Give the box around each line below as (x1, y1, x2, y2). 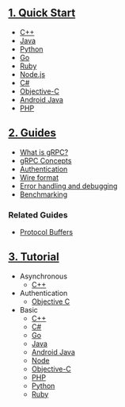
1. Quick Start (8, 6, 76, 20)
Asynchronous (19, 271, 68, 281)
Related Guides (8, 209, 69, 221)
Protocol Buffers (19, 227, 74, 236)
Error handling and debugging (19, 181, 118, 190)
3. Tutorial (8, 250, 59, 264)
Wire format (19, 172, 59, 182)
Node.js (19, 69, 46, 79)
